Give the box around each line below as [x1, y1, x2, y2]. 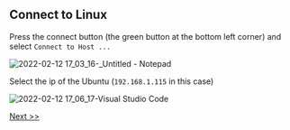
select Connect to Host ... [9, 41, 111, 51]
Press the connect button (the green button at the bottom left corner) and [9, 31, 282, 42]
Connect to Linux [9, 7, 108, 23]
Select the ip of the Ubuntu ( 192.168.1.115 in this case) [9, 76, 214, 87]
